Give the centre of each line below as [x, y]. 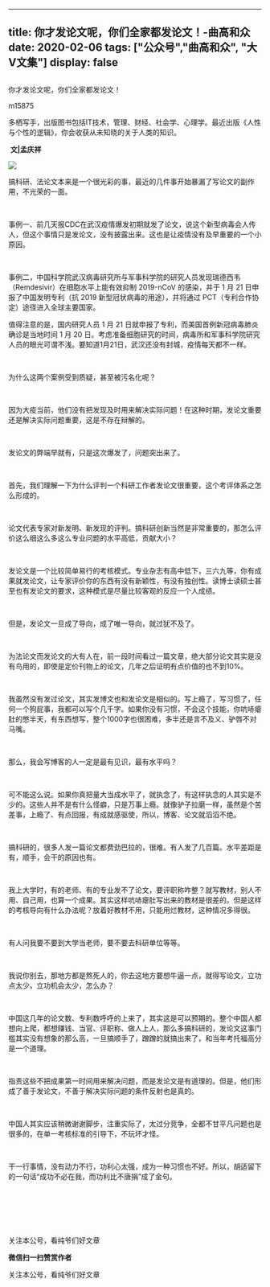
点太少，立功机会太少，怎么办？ [61, 985]
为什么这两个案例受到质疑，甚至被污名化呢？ [82, 377]
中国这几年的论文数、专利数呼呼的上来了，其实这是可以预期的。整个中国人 [131, 1018]
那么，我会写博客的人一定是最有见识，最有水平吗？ [93, 762]
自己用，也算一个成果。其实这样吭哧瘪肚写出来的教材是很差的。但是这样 [142, 900]
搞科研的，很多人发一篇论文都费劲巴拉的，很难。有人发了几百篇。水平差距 [131, 847]
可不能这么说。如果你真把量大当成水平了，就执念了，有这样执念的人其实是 [131, 794]
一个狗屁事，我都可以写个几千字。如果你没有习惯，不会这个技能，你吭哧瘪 [138, 709]
